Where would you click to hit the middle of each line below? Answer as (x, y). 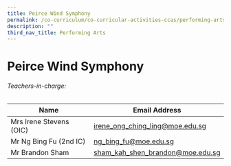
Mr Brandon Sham (40, 152)
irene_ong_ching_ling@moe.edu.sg (150, 126)
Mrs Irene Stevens (40, 121)
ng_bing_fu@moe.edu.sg (134, 141)
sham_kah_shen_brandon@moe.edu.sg (157, 152)
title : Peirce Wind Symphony (49, 13)
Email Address (157, 110)
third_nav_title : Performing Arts (57, 33)
